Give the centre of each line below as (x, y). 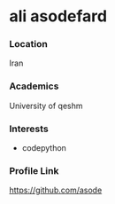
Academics (34, 86)
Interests (29, 129)
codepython (44, 148)
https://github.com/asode (56, 190)
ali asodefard (58, 16)
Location (29, 44)
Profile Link (34, 171)
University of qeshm (46, 106)
